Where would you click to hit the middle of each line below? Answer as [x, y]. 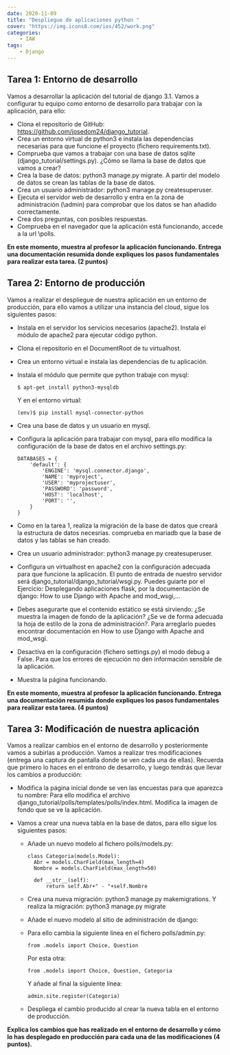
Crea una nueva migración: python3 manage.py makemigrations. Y [122, 899]
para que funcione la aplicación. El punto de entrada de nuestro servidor [119, 574]
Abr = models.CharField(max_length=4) [89, 863]
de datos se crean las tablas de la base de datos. [86, 182]
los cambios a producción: [45, 775]
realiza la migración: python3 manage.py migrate [96, 907]
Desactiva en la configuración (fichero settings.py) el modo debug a [113, 651]
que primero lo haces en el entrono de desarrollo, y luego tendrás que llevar [115, 767]
